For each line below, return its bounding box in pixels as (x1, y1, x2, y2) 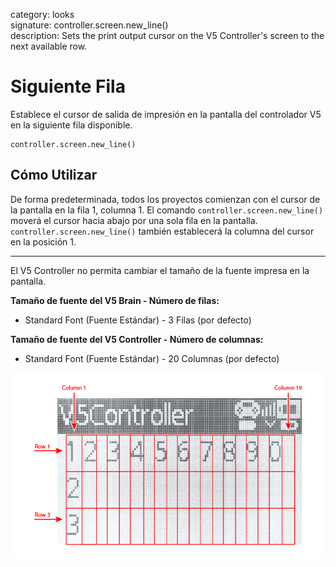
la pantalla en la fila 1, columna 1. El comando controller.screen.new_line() (10, 204, 324, 216)
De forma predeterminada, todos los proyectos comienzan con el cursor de (10, 193, 321, 205)
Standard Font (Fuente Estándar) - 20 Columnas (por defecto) (24, 352, 280, 364)
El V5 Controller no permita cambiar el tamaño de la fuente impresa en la (10, 264, 310, 276)
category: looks (10, 9, 75, 20)
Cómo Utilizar (10, 167, 98, 184)
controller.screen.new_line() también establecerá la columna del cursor (10, 225, 315, 237)
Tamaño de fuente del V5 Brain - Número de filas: (10, 294, 220, 306)
